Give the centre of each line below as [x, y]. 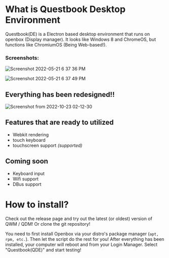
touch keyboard [29, 140]
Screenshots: [22, 58]
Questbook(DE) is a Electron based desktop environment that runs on [78, 34]
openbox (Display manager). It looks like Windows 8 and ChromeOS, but [80, 39]
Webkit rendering [31, 134]
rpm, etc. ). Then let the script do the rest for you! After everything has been [85, 239]
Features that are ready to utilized [59, 122]
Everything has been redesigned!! [60, 94]
